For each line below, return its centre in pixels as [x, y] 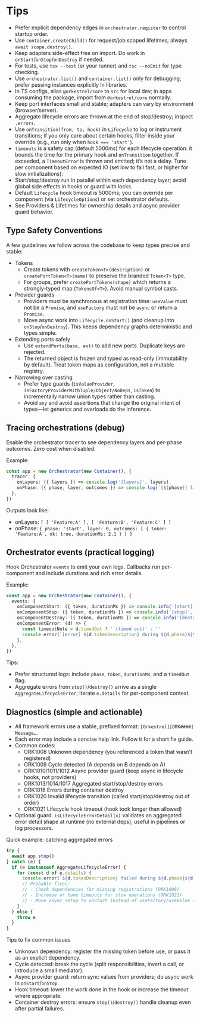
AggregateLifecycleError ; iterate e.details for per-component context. [102, 693]
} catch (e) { [24, 862]
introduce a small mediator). [49, 970]
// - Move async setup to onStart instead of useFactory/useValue [106, 900]
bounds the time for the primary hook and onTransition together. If [97, 154]
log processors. [34, 828]
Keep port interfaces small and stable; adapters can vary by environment [104, 103]
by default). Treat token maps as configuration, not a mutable [99, 364]
